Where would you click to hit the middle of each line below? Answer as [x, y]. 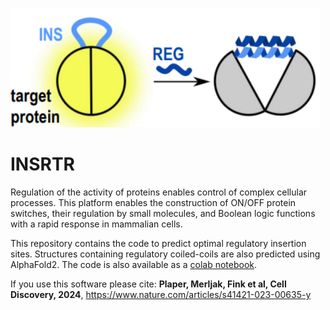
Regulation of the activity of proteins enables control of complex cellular [159, 192]
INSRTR [43, 164]
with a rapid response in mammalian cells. [96, 224]
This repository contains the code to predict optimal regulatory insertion [158, 243]
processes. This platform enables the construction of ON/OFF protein [153, 202]
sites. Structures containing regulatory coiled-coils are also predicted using [165, 254]
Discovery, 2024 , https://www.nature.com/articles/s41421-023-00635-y [161, 294]
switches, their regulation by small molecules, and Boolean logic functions [163, 213]
